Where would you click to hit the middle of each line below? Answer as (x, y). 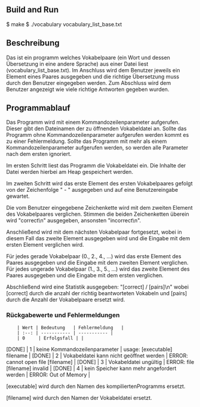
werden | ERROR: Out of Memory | (48, 374)
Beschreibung (33, 43)
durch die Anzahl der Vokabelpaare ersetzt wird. (66, 300)
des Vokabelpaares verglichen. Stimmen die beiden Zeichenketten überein (98, 214)
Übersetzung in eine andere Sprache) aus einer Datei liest (77, 64)
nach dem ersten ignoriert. (39, 154)
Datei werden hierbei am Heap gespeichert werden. (70, 172)
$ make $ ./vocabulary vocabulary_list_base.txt (64, 24)
